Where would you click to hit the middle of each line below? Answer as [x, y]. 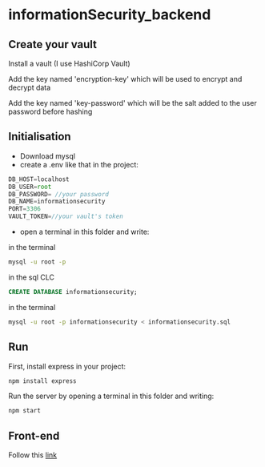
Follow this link [33, 455]
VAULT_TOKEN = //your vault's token [66, 217]
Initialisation [40, 137]
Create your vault [53, 44]
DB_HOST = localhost [39, 179]
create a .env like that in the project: [79, 164]
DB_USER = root [30, 187]
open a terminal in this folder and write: [84, 232]
